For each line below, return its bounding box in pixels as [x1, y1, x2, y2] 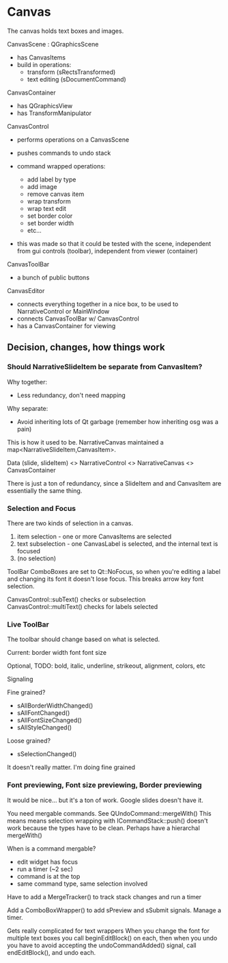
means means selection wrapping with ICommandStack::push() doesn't [7, 816, 208, 825]
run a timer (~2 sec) [16, 864, 73, 873]
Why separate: [7, 404, 48, 412]
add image [27, 182, 57, 190]
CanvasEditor [7, 286, 45, 295]
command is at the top [16, 872, 81, 880]
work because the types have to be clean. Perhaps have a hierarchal [7, 823, 200, 832]
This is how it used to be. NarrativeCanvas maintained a [7, 438, 164, 446]
